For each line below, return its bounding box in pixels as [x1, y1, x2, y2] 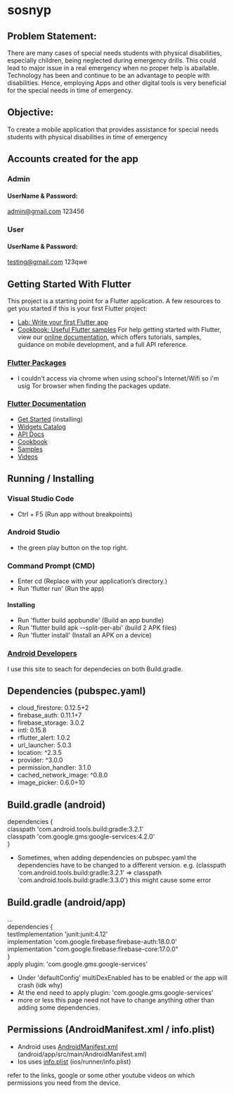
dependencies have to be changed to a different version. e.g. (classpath [17, 861, 226, 870]
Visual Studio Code [7, 494, 74, 504]
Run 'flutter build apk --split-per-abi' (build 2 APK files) [17, 623, 177, 632]
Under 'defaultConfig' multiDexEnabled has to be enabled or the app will [17, 974, 228, 982]
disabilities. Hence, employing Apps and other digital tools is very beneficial [7, 79, 227, 87]
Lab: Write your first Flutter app [17, 318, 109, 326]
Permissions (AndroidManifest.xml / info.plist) [7, 1024, 216, 1036]
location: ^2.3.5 [17, 749, 62, 757]
